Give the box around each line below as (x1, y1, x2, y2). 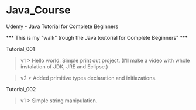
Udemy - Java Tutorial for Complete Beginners (6, 23, 119, 30)
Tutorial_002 (6, 85, 36, 92)
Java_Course (6, 4, 71, 17)
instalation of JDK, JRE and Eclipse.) (20, 63, 108, 70)
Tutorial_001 (6, 45, 35, 53)
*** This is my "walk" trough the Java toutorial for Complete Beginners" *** (6, 34, 188, 41)
